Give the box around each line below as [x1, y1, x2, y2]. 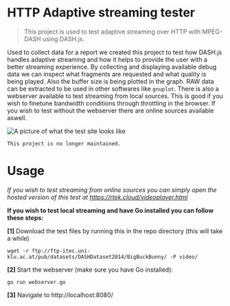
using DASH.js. [42, 34, 84, 43]
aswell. [7, 113, 27, 121]
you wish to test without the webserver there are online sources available [7, 106, 214, 115]
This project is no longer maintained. [7, 140, 122, 147]
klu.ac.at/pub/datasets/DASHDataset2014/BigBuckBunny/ [7, 253, 168, 260]
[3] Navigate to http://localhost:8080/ [7, 290, 113, 299]
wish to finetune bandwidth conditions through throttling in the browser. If [7, 99, 216, 107]
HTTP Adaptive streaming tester [7, 5, 196, 21]
